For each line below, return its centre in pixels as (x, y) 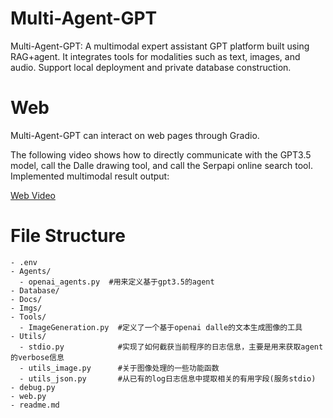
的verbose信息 (37, 357)
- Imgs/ (26, 308)
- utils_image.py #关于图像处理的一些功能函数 (119, 368)
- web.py (28, 396)
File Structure (68, 236)
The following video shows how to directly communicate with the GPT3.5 (161, 154)
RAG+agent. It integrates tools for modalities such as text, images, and (155, 56)
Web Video (33, 195)
